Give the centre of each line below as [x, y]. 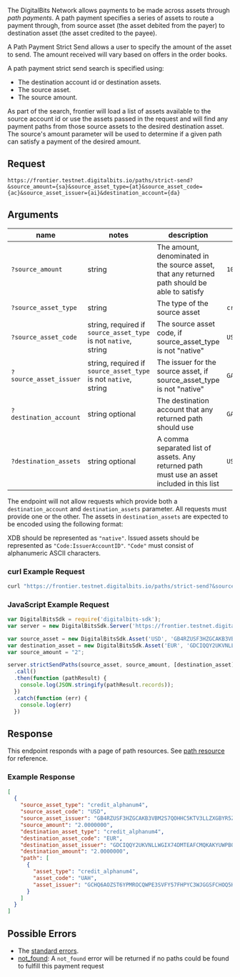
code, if [169, 333]
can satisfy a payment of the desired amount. [74, 141]
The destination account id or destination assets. [90, 82]
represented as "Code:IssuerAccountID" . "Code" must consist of [101, 545]
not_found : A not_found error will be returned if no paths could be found [124, 958]
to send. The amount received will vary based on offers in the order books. [117, 54]
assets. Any [176, 456]
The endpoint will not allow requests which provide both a [92, 501]
